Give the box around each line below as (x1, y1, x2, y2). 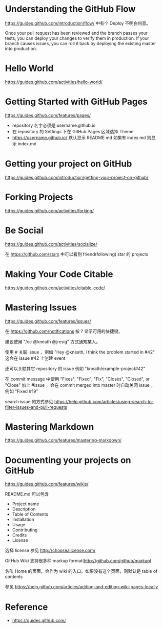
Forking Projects (5, 191, 73, 203)
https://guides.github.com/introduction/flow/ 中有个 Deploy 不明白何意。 (5, 20, 151, 26)
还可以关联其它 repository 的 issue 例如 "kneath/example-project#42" (5, 366, 145, 372)
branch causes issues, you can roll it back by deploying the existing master (5, 40, 156, 46)
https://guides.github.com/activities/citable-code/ (5, 285, 105, 291)
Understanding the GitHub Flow (5, 3, 136, 15)
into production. (5, 46, 37, 51)
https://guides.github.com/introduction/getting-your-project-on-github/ (5, 174, 149, 180)
